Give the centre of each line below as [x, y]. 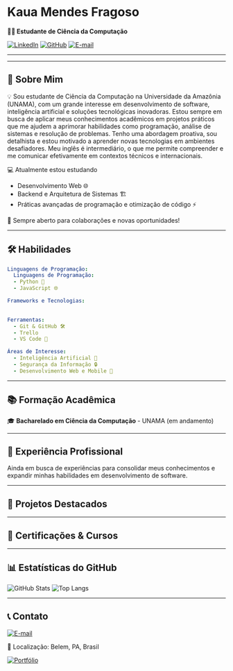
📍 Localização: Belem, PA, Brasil [53, 647]
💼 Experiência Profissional [65, 452]
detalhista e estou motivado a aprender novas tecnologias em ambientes [111, 141]
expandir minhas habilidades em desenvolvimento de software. [97, 475]
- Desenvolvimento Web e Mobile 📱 [63, 371]
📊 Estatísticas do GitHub [62, 568]
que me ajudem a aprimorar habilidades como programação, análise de [109, 126]
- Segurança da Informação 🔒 [55, 365]
